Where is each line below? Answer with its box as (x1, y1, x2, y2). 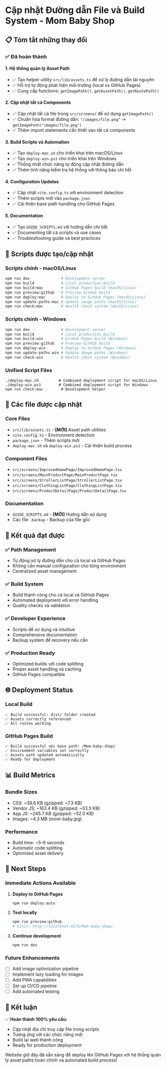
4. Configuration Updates (5, 178, 59, 184)
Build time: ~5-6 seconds (12, 839, 65, 845)
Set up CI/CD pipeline (12, 983, 57, 989)
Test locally (12, 910, 37, 916)
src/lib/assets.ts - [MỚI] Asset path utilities (12, 426, 106, 432)
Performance (5, 828, 38, 835)
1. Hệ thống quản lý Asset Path (5, 65, 70, 71)
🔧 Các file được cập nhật (5, 400, 82, 409)
